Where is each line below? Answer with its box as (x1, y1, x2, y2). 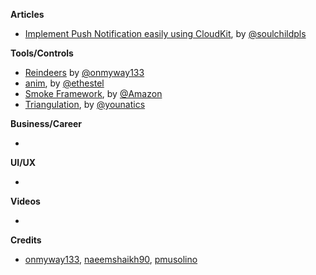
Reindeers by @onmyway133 (24, 67, 145, 78)
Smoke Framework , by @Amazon (24, 88, 163, 99)
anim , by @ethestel (24, 77, 105, 89)
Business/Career (10, 118, 83, 129)
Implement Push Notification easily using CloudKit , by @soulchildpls (24, 28, 307, 39)
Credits (10, 234, 42, 246)
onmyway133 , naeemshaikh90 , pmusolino (24, 254, 198, 265)
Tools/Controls (10, 47, 74, 59)
